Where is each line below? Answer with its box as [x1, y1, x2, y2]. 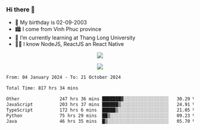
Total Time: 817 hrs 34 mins [6, 85, 79, 91]
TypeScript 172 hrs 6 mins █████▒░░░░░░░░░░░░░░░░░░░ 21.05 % [6, 107, 196, 113]
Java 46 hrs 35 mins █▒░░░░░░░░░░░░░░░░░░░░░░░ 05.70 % [6, 118, 196, 124]
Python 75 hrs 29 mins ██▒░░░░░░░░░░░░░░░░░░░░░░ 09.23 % [6, 113, 196, 119]
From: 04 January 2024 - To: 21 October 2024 [6, 75, 121, 81]
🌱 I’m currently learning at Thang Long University [14, 34, 136, 41]
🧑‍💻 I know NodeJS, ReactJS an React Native [14, 41, 124, 48]
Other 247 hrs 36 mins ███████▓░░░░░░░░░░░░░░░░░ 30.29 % [6, 96, 196, 102]
